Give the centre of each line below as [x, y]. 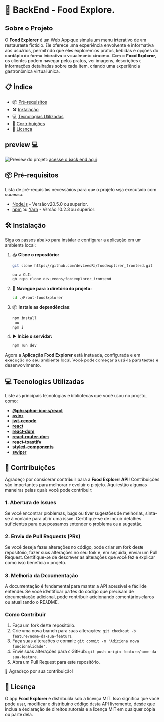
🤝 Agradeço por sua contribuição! [39, 671]
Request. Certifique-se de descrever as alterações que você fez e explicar [80, 557]
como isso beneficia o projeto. [36, 563]
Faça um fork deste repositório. [44, 625]
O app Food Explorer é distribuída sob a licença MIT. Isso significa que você [82, 698]
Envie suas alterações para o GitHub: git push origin [67, 652]
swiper [19, 452]
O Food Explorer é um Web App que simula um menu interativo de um [76, 40]
